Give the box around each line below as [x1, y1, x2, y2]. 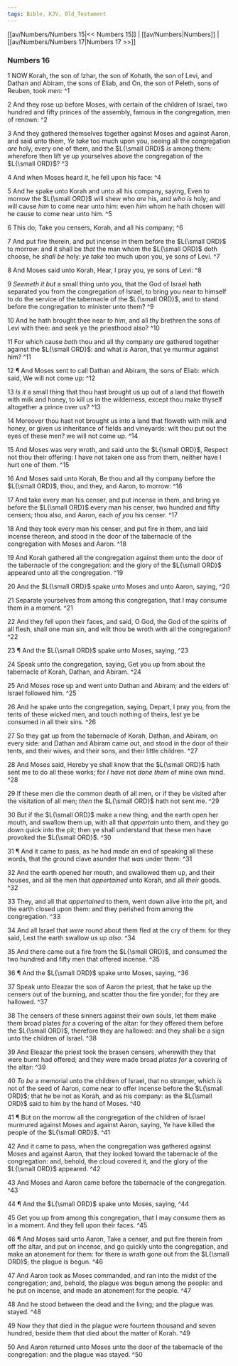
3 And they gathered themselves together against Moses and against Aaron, [7, 129, 231, 137]
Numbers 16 [7, 55, 50, 65]
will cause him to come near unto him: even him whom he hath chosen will [7, 202, 225, 210]
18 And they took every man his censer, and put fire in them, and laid [7, 524, 208, 533]
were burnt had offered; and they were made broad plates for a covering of [7, 1055, 227, 1063]
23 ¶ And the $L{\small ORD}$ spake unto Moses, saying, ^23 [7, 646, 189, 655]
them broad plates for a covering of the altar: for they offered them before [7, 1018, 224, 1027]
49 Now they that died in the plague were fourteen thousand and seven [7, 1321, 217, 1330]
